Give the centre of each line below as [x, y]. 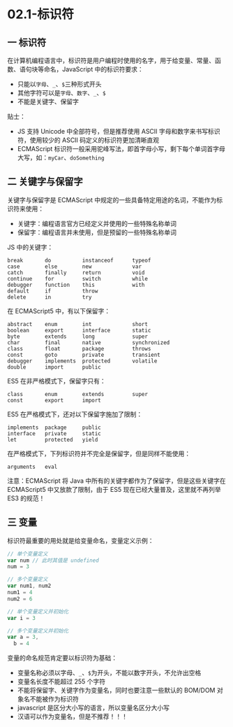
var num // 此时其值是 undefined [53, 560]
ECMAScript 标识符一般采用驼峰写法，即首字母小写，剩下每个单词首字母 [121, 149]
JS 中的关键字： [30, 247]
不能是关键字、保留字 [48, 101]
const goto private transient [84, 355]
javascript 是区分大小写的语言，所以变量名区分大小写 [93, 708]
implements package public [54, 428]
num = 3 [18, 567]
